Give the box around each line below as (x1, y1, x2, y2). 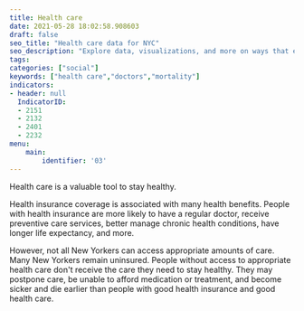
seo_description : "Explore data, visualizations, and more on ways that (9, 47, 290, 56)
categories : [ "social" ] (9, 64, 100, 73)
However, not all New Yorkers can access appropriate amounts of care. (9, 245, 275, 256)
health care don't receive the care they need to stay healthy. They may (9, 264, 273, 275)
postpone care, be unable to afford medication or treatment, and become (9, 273, 282, 285)
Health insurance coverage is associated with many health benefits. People (9, 198, 290, 209)
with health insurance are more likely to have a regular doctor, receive (9, 208, 270, 219)
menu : (9, 139, 30, 148)
